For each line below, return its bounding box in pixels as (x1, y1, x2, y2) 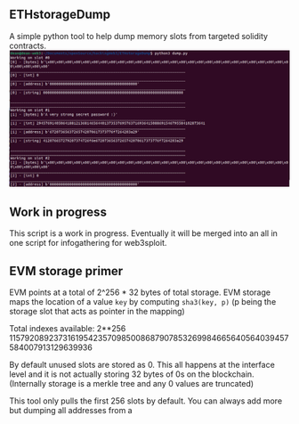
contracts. (9, 40, 47, 51)
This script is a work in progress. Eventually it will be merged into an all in (9, 228, 279, 239)
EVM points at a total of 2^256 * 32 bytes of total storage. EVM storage (9, 287, 271, 298)
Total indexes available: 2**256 (9, 323, 126, 334)
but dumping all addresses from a (9, 405, 133, 416)
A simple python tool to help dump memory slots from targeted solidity (9, 30, 269, 41)
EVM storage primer (9, 263, 124, 279)
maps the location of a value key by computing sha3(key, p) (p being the (9, 297, 277, 307)
